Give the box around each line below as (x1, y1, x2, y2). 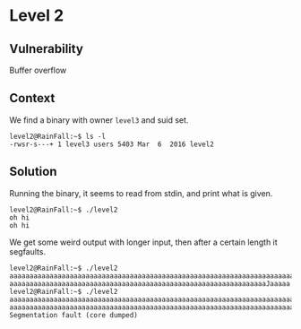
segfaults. (9, 246, 47, 256)
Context (9, 91, 56, 106)
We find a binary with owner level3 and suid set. (9, 114, 189, 126)
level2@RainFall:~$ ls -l (9, 132, 106, 141)
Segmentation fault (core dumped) (9, 310, 139, 319)
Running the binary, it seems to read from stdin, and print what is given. (9, 187, 273, 198)
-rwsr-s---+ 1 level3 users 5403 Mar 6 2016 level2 (9, 140, 215, 149)
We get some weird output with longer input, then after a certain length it (9, 237, 278, 247)
